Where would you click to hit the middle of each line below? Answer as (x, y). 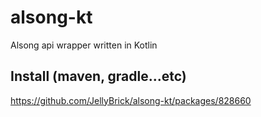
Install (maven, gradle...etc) (98, 76)
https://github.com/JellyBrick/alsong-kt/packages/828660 (131, 100)
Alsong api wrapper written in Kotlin (84, 45)
